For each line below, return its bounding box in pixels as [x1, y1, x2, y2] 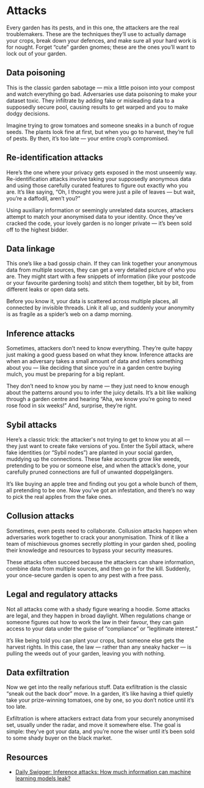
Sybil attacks [6, 419, 57, 430]
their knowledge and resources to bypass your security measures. [6, 547, 173, 554]
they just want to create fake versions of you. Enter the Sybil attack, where [6, 443, 194, 449]
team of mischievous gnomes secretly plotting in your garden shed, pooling [6, 540, 197, 547]
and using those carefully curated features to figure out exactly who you [6, 182, 188, 189]
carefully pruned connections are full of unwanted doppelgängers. [6, 468, 174, 476]
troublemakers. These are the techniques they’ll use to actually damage [6, 30, 186, 37]
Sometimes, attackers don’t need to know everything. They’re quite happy [6, 345, 192, 352]
